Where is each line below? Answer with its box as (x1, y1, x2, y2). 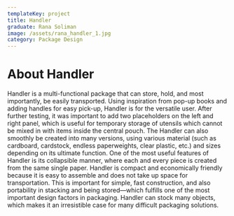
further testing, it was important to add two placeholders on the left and (7, 112, 214, 120)
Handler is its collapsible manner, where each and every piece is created (7, 157, 217, 165)
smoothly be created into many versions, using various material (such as (7, 134, 217, 143)
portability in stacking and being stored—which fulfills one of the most (7, 186, 210, 194)
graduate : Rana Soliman (7, 23, 77, 30)
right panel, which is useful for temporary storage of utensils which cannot (7, 120, 223, 128)
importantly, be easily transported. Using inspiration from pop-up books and (7, 97, 228, 106)
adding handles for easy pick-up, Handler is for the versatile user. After (7, 104, 212, 113)
